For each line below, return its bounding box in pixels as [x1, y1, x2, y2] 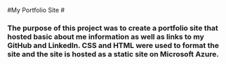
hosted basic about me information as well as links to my [7, 31, 205, 41]
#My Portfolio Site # [7, 6, 65, 14]
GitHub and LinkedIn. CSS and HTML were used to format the [7, 40, 220, 50]
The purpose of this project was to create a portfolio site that [7, 23, 219, 33]
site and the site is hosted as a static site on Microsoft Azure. [7, 49, 219, 58]
